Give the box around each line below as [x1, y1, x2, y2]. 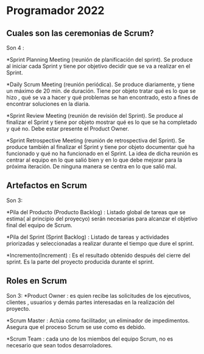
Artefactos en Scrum [6, 181, 87, 191]
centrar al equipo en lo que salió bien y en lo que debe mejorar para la [6, 156, 183, 164]
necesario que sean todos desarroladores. [6, 341, 113, 349]
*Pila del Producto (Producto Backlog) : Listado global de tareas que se [6, 208, 186, 215]
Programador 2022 [6, 4, 105, 18]
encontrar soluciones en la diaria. [6, 100, 90, 107]
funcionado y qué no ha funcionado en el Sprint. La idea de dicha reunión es [6, 150, 199, 157]
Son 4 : [6, 44, 24, 51]
